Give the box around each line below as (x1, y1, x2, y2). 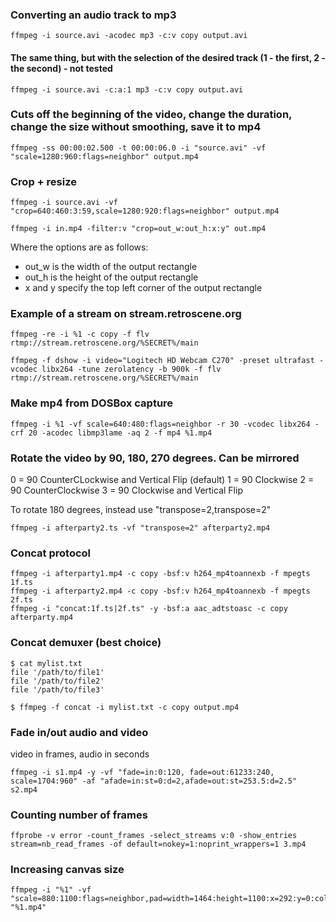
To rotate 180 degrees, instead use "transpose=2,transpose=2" (10, 503, 272, 515)
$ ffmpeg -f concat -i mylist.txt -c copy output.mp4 (10, 702, 240, 712)
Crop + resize (10, 174, 77, 188)
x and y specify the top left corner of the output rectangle (24, 282, 263, 294)
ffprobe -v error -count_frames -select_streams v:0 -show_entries (10, 831, 298, 841)
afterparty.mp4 (10, 613, 74, 623)
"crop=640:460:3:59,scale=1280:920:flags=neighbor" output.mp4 (10, 206, 280, 217)
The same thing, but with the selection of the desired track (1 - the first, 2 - (10, 51, 326, 63)
